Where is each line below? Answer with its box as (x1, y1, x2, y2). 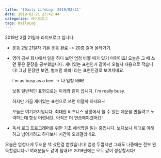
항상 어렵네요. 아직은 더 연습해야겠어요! (29, 115, 103, 121)
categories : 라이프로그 (5, 16, 48, 21)
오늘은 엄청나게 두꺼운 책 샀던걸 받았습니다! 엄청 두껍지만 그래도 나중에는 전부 (5, 141, 151, 147)
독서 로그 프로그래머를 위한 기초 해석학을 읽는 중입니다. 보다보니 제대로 (12, 125, 145, 131)
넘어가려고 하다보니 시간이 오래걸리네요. (21, 131, 97, 137)
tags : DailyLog (5, 20, 36, 26)
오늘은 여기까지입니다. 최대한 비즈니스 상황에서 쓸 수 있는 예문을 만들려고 (12, 109, 149, 115)
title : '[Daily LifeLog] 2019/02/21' (5, 7, 81, 12)
